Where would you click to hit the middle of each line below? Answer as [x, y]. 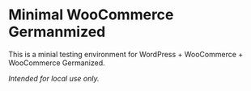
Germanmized [57, 32]
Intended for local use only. [54, 78]
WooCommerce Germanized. [57, 63]
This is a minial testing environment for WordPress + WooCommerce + [126, 54]
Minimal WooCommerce [91, 15]
